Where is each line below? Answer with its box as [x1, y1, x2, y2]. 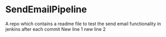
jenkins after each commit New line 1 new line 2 [5, 26, 106, 32]
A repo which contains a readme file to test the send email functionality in [5, 21, 161, 27]
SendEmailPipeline [5, 4, 87, 15]
